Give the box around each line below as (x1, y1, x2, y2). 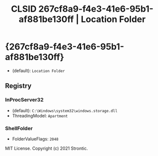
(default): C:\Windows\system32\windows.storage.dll (12, 107, 118, 113)
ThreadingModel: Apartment (12, 113, 68, 118)
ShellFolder (5, 125, 33, 132)
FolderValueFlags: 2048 (12, 136, 59, 142)
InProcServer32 (5, 97, 44, 103)
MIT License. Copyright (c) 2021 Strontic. (5, 145, 88, 151)
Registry (5, 82, 32, 90)
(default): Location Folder (12, 67, 65, 74)
